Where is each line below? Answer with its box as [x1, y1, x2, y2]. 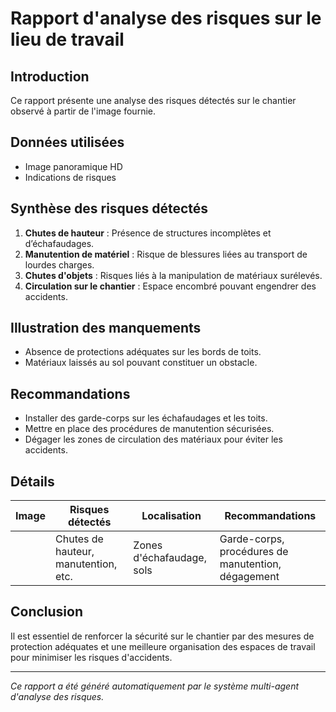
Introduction [10, 68, 90, 85]
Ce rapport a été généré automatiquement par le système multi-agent [10, 680, 300, 692]
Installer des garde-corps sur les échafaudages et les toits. [24, 412, 268, 424]
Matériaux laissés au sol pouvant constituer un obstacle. [24, 357, 258, 369]
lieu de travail [10, 28, 125, 51]
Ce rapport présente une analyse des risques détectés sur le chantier [10, 95, 297, 106]
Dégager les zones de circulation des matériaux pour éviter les [24, 433, 283, 446]
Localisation [141, 509, 202, 523]
